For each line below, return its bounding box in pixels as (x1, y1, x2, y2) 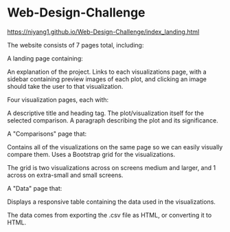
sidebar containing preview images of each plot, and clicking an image (7, 74, 207, 83)
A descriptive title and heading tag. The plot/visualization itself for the (7, 109, 205, 117)
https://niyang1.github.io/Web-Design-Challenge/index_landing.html (7, 28, 200, 36)
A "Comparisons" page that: (7, 129, 87, 138)
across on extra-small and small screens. (7, 171, 124, 179)
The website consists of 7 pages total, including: (7, 41, 144, 49)
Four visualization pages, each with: (7, 95, 109, 104)
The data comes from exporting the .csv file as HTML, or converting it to (7, 211, 212, 219)
